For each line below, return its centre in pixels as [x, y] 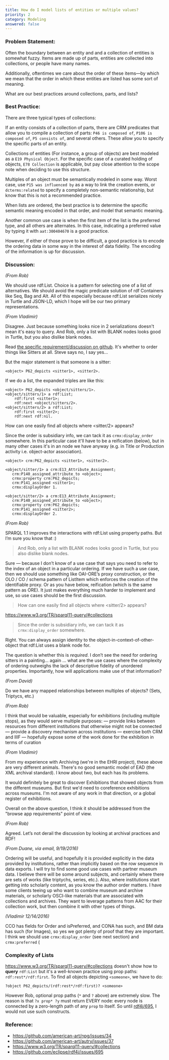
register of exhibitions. [29, 799]
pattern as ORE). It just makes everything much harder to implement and [80, 590]
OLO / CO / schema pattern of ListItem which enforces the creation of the [81, 579]
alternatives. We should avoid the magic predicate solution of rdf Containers [84, 291]
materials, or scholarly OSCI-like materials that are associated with [74, 896]
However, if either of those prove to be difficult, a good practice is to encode [85, 241]
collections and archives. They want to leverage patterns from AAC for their [84, 901]
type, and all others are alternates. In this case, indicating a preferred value [83, 226]
